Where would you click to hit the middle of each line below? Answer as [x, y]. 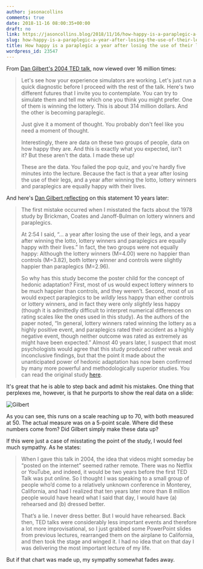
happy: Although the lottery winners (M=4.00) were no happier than [105, 253]
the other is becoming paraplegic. [63, 112]
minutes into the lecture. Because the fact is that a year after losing [105, 173]
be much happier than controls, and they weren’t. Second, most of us [107, 291]
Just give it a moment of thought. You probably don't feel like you [102, 124]
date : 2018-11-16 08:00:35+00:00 [48, 23]
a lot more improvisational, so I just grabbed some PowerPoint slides [106, 528]
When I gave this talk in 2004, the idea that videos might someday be [107, 459]
